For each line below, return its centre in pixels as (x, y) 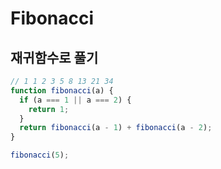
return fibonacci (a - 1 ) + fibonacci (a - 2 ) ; (116, 128)
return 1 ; (49, 109)
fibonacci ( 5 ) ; (40, 155)
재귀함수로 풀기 (54, 57)
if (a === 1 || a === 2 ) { (75, 100)
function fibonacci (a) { (62, 90)
